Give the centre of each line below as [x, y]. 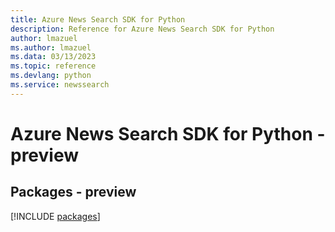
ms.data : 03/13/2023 [53, 57]
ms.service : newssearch [60, 85]
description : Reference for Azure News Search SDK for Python [142, 29]
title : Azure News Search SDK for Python [98, 19]
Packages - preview [73, 192]
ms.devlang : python [51, 76]
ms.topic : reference [53, 66]
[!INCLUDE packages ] [55, 216]
